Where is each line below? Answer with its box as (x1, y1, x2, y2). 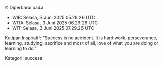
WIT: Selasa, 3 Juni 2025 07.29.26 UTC (12, 25, 95, 31)
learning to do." (5, 45, 37, 51)
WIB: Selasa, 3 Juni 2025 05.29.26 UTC (12, 15, 95, 20)
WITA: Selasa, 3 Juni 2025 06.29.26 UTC (12, 20, 98, 26)
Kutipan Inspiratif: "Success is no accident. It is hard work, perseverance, (5, 35, 158, 41)
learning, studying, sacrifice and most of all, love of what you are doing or (5, 40, 159, 46)
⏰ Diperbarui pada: (5, 5, 45, 10)
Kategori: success (5, 55, 43, 61)
